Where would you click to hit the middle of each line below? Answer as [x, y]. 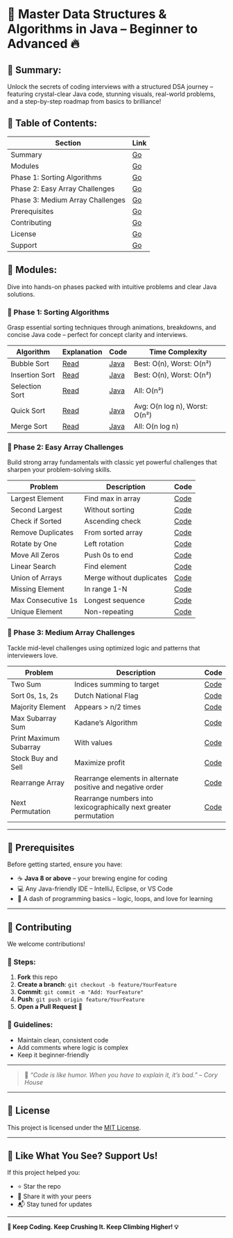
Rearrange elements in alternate [126, 778]
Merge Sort [29, 426]
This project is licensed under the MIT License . [74, 1127]
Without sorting [110, 510]
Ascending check [113, 522]
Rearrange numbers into [114, 798]
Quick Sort [28, 410]
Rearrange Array [37, 783]
